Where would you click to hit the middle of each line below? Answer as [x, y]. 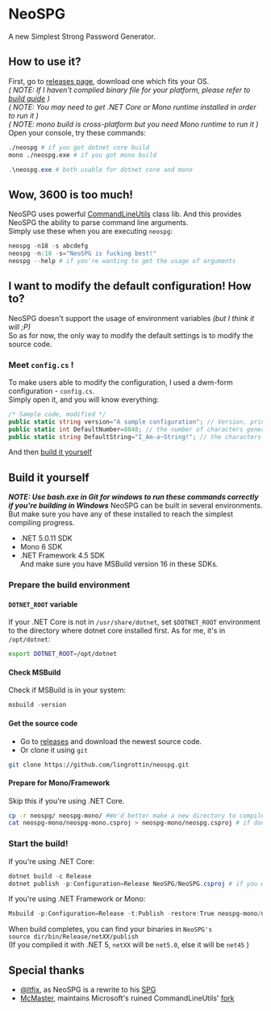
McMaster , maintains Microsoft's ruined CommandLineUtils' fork [127, 998]
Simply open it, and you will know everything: [84, 399]
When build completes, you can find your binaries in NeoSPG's [110, 930]
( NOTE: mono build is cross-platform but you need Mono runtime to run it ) [133, 124]
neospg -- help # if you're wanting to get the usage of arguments [122, 261]
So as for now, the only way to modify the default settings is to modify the [131, 335]
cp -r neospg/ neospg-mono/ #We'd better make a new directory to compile [137, 816]
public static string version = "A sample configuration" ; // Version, [128, 422]
